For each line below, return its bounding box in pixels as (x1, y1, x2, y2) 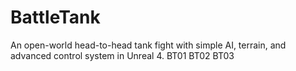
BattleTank (10, 6, 101, 29)
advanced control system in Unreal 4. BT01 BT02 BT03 (10, 49, 235, 61)
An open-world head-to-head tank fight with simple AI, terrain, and (10, 39, 287, 51)
